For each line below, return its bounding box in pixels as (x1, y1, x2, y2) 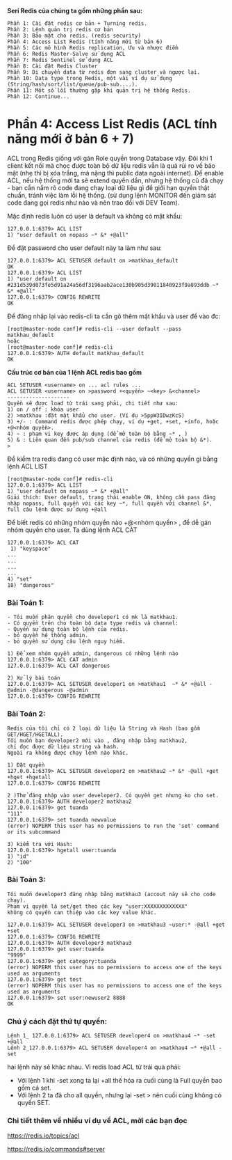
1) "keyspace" (10, 545, 51, 552)
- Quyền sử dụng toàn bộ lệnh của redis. (7, 626, 129, 633)
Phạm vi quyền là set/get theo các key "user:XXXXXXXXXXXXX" (7, 902, 188, 910)
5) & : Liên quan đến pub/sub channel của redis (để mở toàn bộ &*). (7, 436, 213, 444)
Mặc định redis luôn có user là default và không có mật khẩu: (7, 212, 183, 220)
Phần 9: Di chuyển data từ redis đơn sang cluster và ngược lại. (7, 69, 200, 76)
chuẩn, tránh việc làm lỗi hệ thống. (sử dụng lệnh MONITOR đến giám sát (7, 191, 217, 199)
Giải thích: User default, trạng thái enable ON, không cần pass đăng (7, 494, 216, 501)
